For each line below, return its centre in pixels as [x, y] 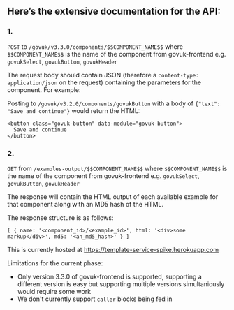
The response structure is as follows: [60, 217]
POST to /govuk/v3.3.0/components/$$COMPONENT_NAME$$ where [95, 46]
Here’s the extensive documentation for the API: [114, 12]
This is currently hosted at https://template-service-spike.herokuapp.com [113, 249]
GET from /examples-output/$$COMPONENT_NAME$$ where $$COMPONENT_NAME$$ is [117, 168]
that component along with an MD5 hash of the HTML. [86, 204]
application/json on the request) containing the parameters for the [104, 82]
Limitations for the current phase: [55, 263]
